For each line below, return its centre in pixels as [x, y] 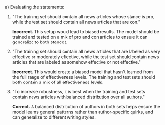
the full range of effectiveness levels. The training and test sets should [83, 77]
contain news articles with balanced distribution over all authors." [79, 97]
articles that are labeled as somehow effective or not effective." [77, 62]
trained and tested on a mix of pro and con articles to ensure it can [80, 37]
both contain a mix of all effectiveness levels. [58, 82]
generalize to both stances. [40, 42]
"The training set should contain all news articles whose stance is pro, [83, 17]
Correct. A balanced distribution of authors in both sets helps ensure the [86, 106]
